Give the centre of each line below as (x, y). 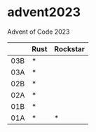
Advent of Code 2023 (39, 32)
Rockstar (70, 48)
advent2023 (44, 12)
